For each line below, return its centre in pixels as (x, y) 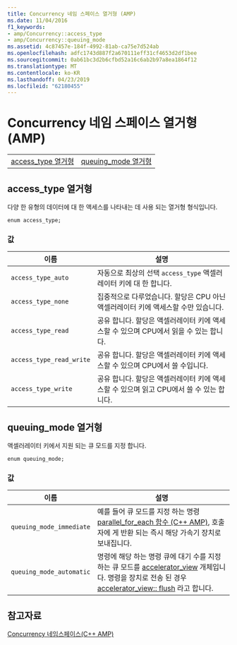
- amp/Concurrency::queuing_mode (56, 40)
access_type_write (42, 389)
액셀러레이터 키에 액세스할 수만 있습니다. (161, 308)
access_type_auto (40, 278)
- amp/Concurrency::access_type (55, 34)
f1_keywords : (26, 27)
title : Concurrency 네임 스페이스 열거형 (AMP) (72, 14)
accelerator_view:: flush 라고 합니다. (156, 589)
